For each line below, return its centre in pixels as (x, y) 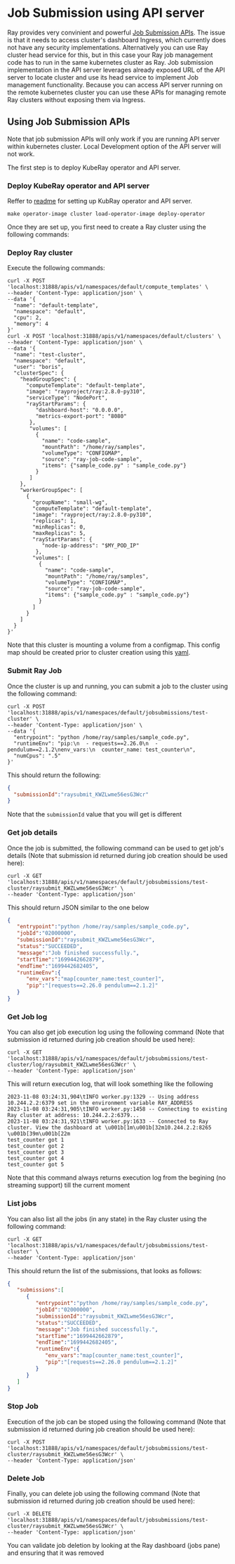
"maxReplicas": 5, (59, 534)
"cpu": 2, (28, 318)
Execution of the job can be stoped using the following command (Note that (116, 1421)
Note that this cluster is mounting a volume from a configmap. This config (114, 645)
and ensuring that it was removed (56, 1553)
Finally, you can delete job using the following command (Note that (104, 1493)
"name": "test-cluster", (50, 355)
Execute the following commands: (56, 268)
